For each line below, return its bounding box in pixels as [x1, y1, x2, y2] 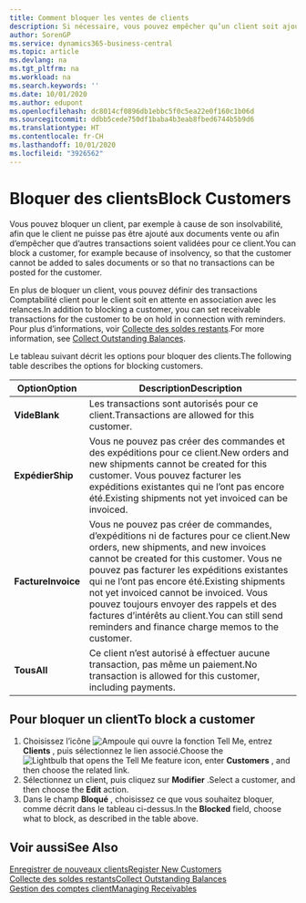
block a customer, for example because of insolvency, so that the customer [9, 247, 292, 258]
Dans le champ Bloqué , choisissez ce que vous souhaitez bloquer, [22, 794, 275, 805]
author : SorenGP [9, 30, 71, 39]
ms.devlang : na [9, 56, 67, 65]
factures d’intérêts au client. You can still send [88, 609, 284, 621]
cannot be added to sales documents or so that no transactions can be [9, 257, 275, 268]
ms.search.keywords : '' [9, 81, 100, 90]
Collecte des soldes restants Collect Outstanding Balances [9, 874, 228, 885]
